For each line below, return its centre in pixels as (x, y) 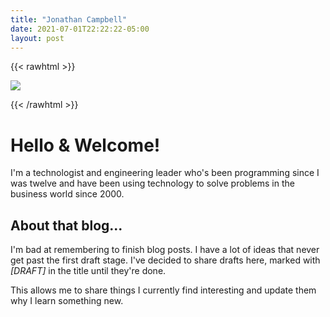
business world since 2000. (67, 194)
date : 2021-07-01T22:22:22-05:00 (80, 29)
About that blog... (66, 225)
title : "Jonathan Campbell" (69, 19)
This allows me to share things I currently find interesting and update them (163, 290)
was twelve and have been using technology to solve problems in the (152, 183)
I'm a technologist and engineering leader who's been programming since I (165, 173)
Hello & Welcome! (85, 145)
